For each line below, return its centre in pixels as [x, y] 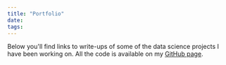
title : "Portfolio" [36, 14]
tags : [15, 27]
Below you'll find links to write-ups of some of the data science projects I [113, 47]
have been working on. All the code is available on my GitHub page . [105, 54]
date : [15, 20]
